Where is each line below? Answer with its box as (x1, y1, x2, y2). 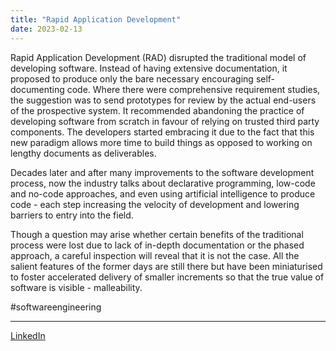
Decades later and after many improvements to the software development (10, 166, 315, 178)
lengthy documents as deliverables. (10, 147, 157, 159)
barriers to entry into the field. (10, 209, 134, 221)
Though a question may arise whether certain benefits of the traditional (10, 228, 304, 240)
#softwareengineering (10, 301, 102, 313)
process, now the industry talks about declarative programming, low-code (10, 177, 316, 189)
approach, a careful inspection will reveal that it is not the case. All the (10, 249, 300, 261)
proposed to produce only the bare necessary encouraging (10, 72, 254, 85)
